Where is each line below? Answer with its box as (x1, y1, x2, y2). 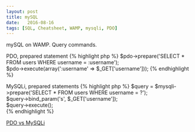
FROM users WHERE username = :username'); (6, 59, 119, 66)
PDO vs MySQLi (6, 119, 45, 127)
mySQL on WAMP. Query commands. (6, 41, 97, 48)
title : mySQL (6, 14, 38, 20)
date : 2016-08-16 (6, 19, 54, 25)
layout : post (6, 8, 38, 15)
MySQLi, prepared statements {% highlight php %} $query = (6, 83, 154, 90)
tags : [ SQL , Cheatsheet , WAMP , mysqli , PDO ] (6, 25, 118, 31)
